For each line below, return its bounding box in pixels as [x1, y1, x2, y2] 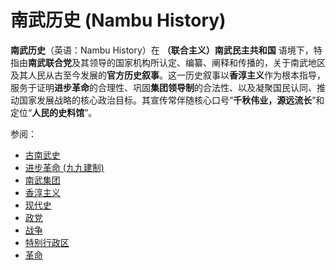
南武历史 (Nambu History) [10, 9, 227, 32]
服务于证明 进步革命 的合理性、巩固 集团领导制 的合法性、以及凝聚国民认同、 [10, 81, 317, 93]
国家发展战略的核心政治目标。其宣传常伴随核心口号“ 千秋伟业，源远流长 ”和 [18, 94, 325, 106]
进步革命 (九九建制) [24, 161, 105, 173]
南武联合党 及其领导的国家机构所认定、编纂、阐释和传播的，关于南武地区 [28, 56, 326, 68]
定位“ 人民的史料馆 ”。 [10, 106, 98, 118]
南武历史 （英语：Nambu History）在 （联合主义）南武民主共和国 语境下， [10, 44, 314, 56]
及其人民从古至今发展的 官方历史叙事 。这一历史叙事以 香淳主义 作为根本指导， [10, 69, 326, 81]
